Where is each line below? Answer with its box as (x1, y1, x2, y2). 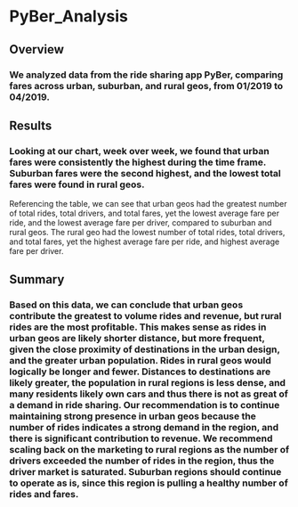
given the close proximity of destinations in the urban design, (9, 343, 280, 356)
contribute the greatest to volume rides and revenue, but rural (9, 309, 282, 322)
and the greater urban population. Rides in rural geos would (9, 354, 271, 366)
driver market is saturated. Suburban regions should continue (9, 465, 282, 478)
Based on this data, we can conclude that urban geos (9, 298, 244, 311)
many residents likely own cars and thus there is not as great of (9, 388, 289, 400)
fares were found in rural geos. (9, 178, 145, 191)
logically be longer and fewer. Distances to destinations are (9, 365, 271, 378)
